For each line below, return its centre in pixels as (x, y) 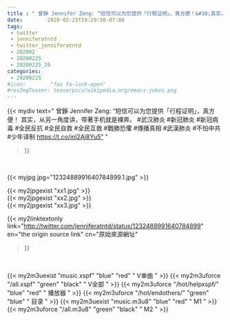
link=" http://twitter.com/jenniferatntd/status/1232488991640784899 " (106, 226)
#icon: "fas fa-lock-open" (57, 84)
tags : (15, 26)
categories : (24, 71)
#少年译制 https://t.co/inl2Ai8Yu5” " (57, 137)
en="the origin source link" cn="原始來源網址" (73, 234)
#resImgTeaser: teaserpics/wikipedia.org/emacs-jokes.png (92, 90)
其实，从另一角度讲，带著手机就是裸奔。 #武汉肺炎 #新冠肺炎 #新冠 (116, 120)
